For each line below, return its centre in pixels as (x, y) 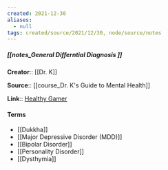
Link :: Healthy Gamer (37, 99)
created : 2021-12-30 (37, 13)
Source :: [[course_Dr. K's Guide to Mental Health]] (78, 85)
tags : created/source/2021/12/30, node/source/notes (84, 33)
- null (23, 26)
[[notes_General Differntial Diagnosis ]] (65, 54)
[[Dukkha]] (32, 130)
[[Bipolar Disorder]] (44, 145)
